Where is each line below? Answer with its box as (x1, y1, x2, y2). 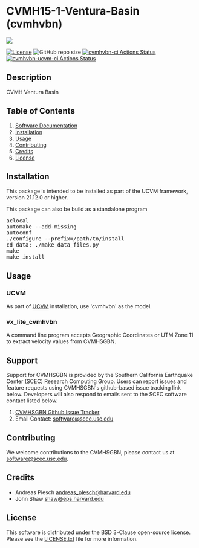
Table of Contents (6, 106, 76, 116)
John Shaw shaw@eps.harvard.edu (15, 495, 104, 502)
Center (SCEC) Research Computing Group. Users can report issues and (6, 378, 188, 385)
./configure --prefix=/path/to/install (6, 236, 125, 242)
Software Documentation (15, 122, 77, 129)
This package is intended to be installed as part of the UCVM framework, (6, 187, 189, 195)
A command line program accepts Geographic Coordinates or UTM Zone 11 (6, 331, 194, 339)
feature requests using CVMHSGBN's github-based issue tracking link (6, 384, 181, 392)
